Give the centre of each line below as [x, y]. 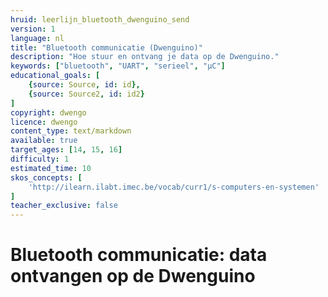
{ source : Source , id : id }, [84, 85]
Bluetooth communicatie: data [139, 255]
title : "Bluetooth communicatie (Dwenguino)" [106, 47]
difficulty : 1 [40, 159]
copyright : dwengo [48, 112]
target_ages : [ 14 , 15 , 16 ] [66, 150]
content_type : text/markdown [71, 131]
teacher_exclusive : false [64, 206]
